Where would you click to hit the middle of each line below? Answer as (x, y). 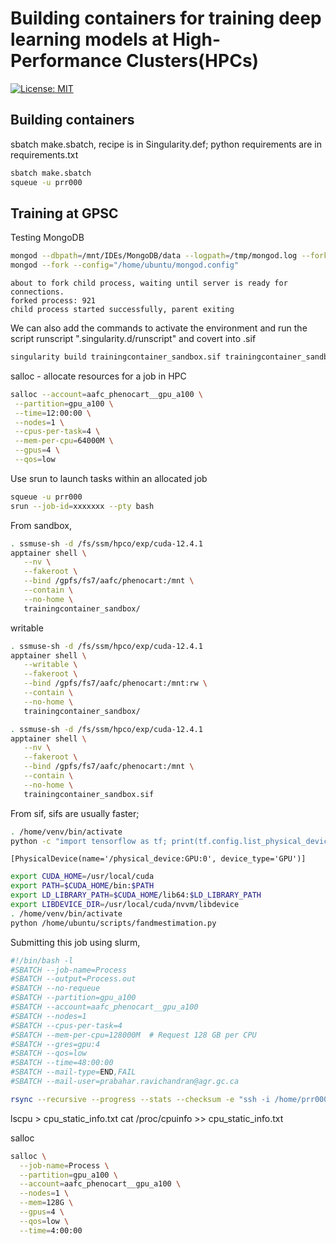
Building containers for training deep (166, 18)
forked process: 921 (53, 301)
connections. (37, 292)
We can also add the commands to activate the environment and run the (159, 328)
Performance (66, 61)
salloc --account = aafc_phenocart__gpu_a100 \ (106, 394)
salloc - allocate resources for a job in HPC (98, 376)
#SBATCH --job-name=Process (69, 970)
